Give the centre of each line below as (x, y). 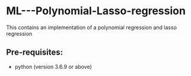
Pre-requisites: (35, 53)
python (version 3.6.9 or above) (53, 66)
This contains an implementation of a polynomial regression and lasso (91, 27)
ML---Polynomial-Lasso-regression (96, 11)
